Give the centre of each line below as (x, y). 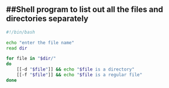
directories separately (47, 19)
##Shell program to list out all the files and (85, 10)
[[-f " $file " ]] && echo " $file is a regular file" (80, 75)
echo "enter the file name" (40, 43)
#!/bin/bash (20, 32)
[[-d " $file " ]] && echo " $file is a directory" (75, 69)
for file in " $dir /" (31, 59)
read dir (17, 48)
